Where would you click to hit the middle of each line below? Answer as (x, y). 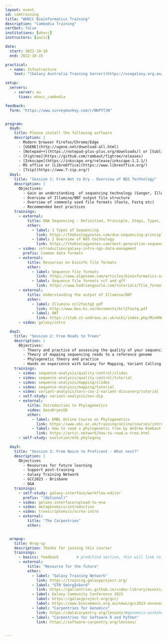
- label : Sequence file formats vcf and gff (79, 281)
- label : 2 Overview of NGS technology (73, 239)
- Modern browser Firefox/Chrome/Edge (58, 142)
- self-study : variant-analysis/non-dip (61, 396)
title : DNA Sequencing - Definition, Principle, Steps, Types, (94, 221)
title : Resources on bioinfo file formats (72, 262)
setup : (12, 83)
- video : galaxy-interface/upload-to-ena (62, 502)
